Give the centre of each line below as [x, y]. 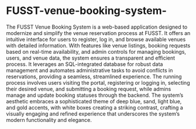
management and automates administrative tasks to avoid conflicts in [90, 70]
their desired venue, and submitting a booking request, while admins [89, 89]
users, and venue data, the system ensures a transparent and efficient [91, 58]
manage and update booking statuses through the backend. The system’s [95, 95]
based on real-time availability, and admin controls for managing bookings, [96, 51]
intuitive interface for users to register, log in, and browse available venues [96, 39]
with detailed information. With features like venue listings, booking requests [98, 46]
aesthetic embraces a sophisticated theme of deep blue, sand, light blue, [94, 101]
